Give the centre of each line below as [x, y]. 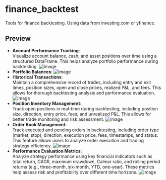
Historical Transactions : [37, 77]
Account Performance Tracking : [46, 50]
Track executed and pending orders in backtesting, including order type [86, 130]
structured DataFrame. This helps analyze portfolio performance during [85, 61]
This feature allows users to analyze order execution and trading [78, 140]
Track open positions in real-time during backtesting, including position [85, 108]
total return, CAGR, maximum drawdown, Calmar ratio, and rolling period [86, 161]
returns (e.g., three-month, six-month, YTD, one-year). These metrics [83, 167]
